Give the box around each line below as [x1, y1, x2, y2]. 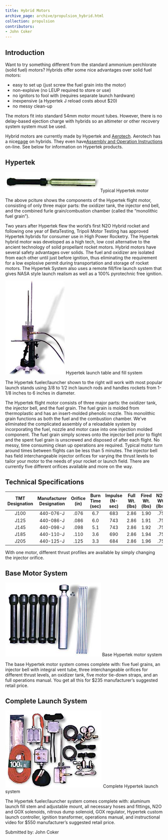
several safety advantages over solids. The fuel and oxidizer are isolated [5, 249, 154, 255]
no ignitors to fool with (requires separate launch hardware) [12, 92, 135, 98]
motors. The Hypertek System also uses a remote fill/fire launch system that [5, 265, 162, 271]
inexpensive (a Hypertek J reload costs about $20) [12, 97, 117, 103]
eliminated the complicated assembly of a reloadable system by [5, 420, 136, 427]
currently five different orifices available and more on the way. [5, 463, 133, 469]
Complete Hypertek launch [102, 783, 158, 789]
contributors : [5, 24, 35, 29]
